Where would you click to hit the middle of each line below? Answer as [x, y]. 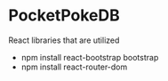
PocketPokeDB [64, 16]
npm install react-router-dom [74, 67]
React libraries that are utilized [64, 40]
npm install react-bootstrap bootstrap [90, 57]
